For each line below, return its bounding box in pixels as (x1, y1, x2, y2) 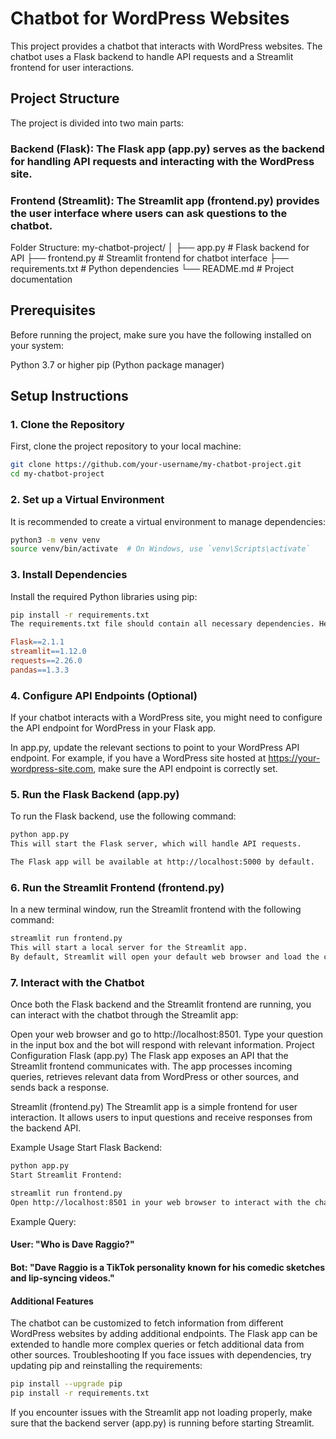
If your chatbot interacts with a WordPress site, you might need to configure (10, 712, 323, 724)
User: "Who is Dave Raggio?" (10, 1238, 135, 1251)
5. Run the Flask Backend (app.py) (10, 788, 180, 802)
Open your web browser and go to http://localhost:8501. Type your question (10, 1028, 323, 1041)
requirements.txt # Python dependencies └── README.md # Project (10, 262, 295, 274)
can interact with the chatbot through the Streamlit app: (10, 1009, 239, 1021)
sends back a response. (10, 1082, 110, 1094)
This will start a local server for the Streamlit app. (10, 943, 248, 953)
